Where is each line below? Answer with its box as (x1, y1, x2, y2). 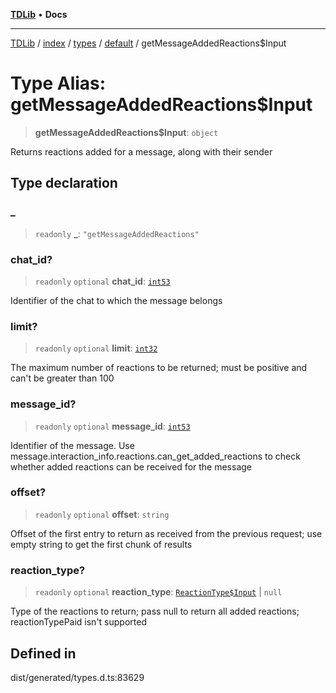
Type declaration (10, 175, 118, 192)
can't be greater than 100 (10, 372, 115, 384)
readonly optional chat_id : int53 (34, 275, 171, 287)
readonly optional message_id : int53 (34, 420, 191, 432)
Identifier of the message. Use (10, 439, 135, 451)
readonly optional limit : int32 (34, 342, 158, 354)
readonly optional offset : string (34, 508, 170, 520)
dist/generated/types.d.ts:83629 (10, 671, 145, 683)
